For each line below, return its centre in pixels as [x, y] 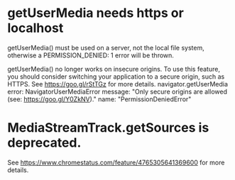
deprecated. [44, 143]
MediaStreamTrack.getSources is [108, 128]
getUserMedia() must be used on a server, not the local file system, [106, 47]
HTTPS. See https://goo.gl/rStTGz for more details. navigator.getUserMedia [118, 84]
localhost [35, 28]
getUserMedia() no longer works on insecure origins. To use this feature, [114, 69]
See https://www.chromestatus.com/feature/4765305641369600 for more [116, 162]
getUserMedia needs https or [96, 13]
